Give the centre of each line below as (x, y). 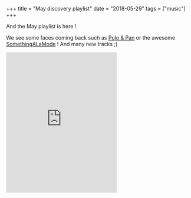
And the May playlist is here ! (41, 26)
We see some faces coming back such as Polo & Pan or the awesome (91, 38)
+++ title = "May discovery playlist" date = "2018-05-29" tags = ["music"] (96, 9)
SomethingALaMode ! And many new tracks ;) (62, 44)
